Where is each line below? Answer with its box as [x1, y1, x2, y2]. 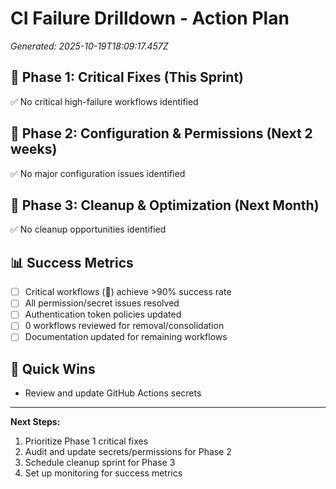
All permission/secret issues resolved [24, 297, 180, 309]
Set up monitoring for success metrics [24, 467, 183, 479]
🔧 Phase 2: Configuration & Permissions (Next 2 [10, 125, 313, 142]
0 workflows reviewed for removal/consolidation [24, 320, 225, 332]
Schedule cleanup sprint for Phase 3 [24, 457, 176, 469]
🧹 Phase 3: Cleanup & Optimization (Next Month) [10, 197, 320, 214]
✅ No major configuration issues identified [10, 167, 186, 179]
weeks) [10, 141, 58, 158]
